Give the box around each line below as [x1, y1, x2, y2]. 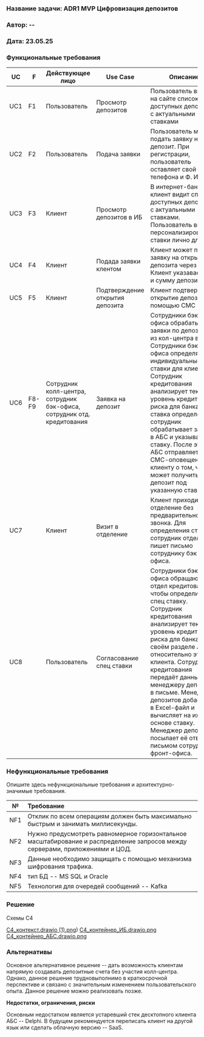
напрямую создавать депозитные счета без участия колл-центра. [6, 968, 179, 975]
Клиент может [150, 246, 193, 254]
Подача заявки [96, 150, 141, 159]
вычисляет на [150, 711, 191, 720]
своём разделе [150, 643, 195, 651]
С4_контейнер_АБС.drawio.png [6, 932, 87, 940]
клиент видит [150, 190, 190, 199]
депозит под [150, 479, 187, 487]
